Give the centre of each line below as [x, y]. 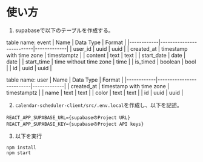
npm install [21, 147]
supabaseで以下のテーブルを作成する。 [64, 30]
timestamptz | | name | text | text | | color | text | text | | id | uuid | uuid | [95, 92]
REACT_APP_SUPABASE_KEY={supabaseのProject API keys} [75, 124]
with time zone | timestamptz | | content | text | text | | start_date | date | [96, 55]
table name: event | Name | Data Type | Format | [66, 42]
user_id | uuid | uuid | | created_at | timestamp [130, 48]
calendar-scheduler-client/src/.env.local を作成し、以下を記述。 [99, 105]
